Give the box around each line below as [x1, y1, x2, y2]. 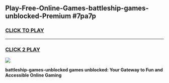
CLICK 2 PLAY [5, 46, 40, 53]
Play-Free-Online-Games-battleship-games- [5, 4, 149, 13]
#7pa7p [72, 12, 97, 21]
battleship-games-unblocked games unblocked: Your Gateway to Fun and [5, 66, 163, 72]
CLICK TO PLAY [5, 27, 44, 34]
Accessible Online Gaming [5, 72, 62, 78]
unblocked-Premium [5, 12, 71, 21]
